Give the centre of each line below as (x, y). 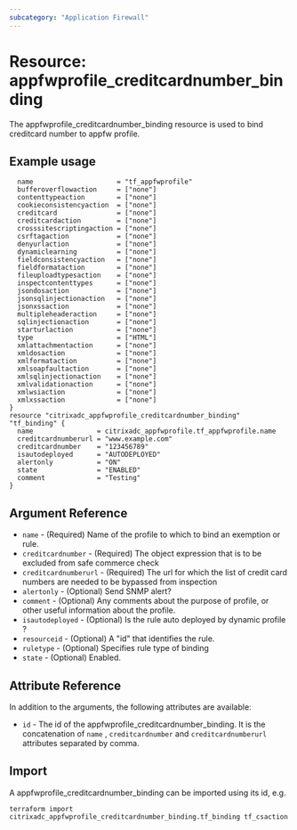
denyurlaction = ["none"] (87, 244)
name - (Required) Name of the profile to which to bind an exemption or (151, 534)
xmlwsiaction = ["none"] (87, 393)
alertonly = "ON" (69, 463)
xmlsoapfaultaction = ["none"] (87, 369)
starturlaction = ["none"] (87, 330)
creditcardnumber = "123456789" (83, 447)
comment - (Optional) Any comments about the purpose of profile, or (145, 601)
